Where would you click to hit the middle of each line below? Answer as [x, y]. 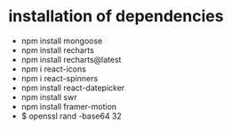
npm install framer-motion [69, 106]
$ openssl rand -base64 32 [71, 116]
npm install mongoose [62, 41]
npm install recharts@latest [71, 59]
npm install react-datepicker [73, 88]
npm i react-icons [53, 69]
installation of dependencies [116, 16]
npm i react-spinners [60, 78]
